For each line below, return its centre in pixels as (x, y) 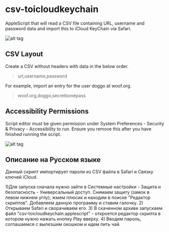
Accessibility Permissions (47, 111)
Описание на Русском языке (53, 160)
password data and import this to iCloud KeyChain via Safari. (68, 28)
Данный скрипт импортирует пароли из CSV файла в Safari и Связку (79, 172)
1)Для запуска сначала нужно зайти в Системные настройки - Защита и (83, 187)
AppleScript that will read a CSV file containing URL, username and (75, 23)
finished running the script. (33, 134)
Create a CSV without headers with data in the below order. (67, 66)
